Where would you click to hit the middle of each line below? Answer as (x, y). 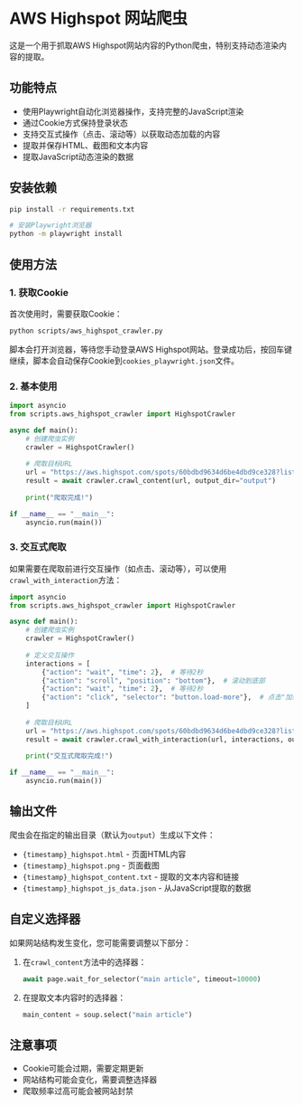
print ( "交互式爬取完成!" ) (69, 756)
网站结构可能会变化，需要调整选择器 (90, 1080)
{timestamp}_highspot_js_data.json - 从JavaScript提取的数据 (137, 888)
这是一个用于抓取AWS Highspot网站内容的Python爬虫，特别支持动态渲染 (144, 45)
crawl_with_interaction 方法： (66, 580)
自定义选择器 (45, 919)
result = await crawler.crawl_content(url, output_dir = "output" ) (151, 481)
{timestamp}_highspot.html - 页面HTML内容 (104, 854)
